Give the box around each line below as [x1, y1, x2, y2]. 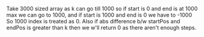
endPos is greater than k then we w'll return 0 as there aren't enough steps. [6, 24, 197, 31]
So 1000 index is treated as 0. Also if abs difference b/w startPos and [6, 18, 180, 24]
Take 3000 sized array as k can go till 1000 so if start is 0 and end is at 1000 [6, 5, 198, 12]
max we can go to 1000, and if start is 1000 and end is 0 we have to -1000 [6, 11, 192, 18]
